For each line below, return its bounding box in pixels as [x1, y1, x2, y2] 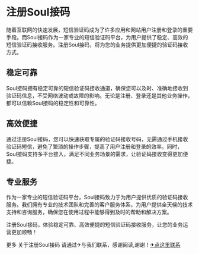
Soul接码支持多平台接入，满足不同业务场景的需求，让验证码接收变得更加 [6, 150, 184, 158]
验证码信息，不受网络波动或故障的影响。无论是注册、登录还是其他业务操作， [6, 92, 193, 99]
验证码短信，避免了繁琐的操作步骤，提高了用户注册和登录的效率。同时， [6, 143, 182, 150]
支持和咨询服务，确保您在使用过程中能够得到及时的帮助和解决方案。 [6, 209, 172, 216]
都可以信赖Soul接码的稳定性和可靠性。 [6, 99, 101, 106]
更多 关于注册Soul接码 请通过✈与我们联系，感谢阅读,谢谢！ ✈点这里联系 [6, 242, 181, 249]
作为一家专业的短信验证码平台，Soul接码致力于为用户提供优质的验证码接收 [6, 194, 188, 201]
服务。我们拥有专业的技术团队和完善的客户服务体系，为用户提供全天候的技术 [6, 201, 193, 208]
